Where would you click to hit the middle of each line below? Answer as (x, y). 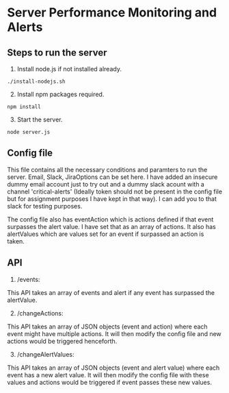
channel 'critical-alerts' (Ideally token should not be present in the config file (115, 191)
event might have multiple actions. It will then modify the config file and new (114, 333)
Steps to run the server (57, 52)
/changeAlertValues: (45, 354)
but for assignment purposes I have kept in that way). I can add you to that (112, 199)
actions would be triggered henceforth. (62, 341)
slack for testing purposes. (45, 206)
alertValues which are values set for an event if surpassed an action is (106, 234)
